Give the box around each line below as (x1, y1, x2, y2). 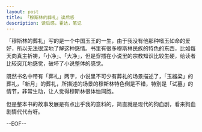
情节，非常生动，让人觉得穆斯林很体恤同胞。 (6, 88, 117, 95)
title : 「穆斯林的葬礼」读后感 (6, 14, 75, 20)
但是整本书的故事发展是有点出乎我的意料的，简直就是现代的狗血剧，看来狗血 (6, 101, 196, 108)
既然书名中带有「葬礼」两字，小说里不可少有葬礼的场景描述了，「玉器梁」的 (6, 73, 194, 80)
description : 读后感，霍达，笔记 (6, 20, 82, 26)
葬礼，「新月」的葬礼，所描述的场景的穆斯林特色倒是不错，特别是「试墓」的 (6, 80, 194, 87)
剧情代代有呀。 (6, 108, 43, 115)
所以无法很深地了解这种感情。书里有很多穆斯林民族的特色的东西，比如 (16, 45, 191, 52)
